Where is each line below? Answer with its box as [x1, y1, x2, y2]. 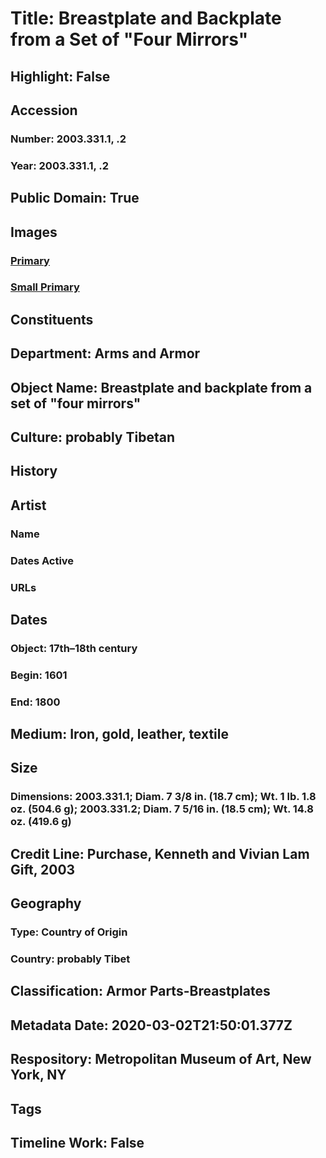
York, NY [10, 1067, 67, 1084]
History [10, 463, 58, 480]
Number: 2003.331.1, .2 [10, 132, 127, 146]
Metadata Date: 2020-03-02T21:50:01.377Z [10, 1017, 293, 1034]
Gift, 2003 [10, 861, 76, 878]
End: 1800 [10, 695, 61, 709]
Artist [10, 497, 47, 514]
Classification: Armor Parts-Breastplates [10, 983, 271, 1000]
